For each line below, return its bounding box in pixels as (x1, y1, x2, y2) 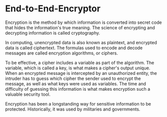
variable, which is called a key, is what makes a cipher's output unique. (5, 65, 151, 71)
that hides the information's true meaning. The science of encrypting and (5, 24, 155, 30)
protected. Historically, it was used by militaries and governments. (5, 106, 141, 112)
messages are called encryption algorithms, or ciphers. (5, 50, 118, 56)
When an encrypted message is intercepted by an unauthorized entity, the (5, 70, 158, 76)
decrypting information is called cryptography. (5, 30, 100, 36)
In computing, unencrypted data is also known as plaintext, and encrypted (5, 39, 158, 45)
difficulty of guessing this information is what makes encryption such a (5, 86, 151, 92)
